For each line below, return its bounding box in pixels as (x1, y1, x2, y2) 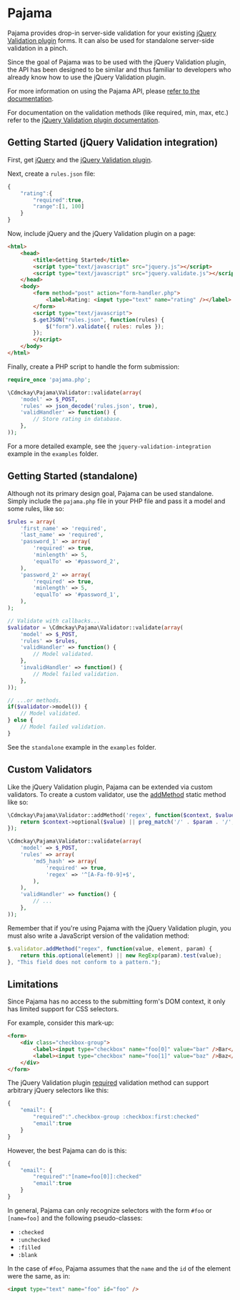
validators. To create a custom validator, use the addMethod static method (7, 790, 226, 798)
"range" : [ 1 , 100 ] (33, 203, 84, 210)
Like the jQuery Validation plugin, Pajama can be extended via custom (7, 783, 213, 791)
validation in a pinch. (7, 44, 69, 52)
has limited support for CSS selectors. (7, 1005, 119, 1013)
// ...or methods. (7, 697, 62, 704)
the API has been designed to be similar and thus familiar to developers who (7, 65, 231, 74)
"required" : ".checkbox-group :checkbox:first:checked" (33, 1113, 200, 1121)
